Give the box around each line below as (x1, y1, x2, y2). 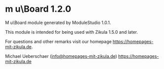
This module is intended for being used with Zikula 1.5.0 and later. (5, 29, 138, 35)
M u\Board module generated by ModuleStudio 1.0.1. (5, 20, 111, 25)
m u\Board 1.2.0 (5, 3, 71, 15)
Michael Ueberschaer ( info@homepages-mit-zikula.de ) (5, 53, 117, 59)
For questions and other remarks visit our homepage (5, 38, 112, 45)
